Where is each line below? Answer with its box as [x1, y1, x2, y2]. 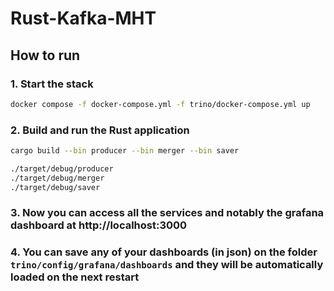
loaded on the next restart [10, 270, 140, 284]
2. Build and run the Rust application [10, 123, 190, 137]
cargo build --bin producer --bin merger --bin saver [10, 146, 240, 156]
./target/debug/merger [10, 173, 105, 183]
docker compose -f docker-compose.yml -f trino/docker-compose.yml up [10, 99, 311, 109]
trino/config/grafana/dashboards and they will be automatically [10, 258, 324, 272]
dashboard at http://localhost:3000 [10, 218, 188, 232]
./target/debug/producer [10, 163, 114, 174]
